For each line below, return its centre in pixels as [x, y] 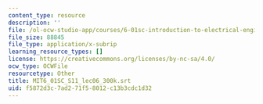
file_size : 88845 [36, 37]
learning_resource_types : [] [56, 52]
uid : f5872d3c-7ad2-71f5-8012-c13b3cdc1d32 [80, 88]
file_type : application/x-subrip [63, 45]
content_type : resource [47, 15]
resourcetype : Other [42, 74]
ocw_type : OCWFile [38, 66]
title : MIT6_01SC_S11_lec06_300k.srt [70, 81]
